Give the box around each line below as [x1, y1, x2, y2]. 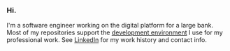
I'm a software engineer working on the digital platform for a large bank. [6, 21, 214, 30]
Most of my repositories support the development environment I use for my [6, 28, 223, 37]
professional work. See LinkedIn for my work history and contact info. [6, 36, 207, 44]
